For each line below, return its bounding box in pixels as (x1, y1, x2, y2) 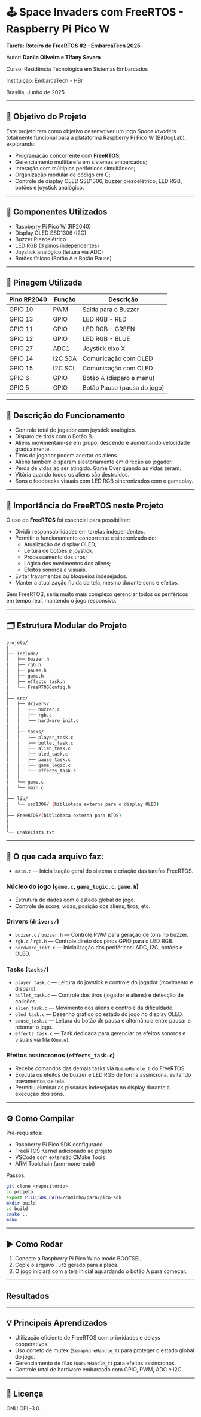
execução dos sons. (14, 1091, 65, 1098)
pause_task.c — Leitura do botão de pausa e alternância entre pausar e (14, 1017, 191, 1024)
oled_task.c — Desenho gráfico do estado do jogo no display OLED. (14, 1011, 184, 1018)
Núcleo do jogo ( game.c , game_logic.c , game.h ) (6, 882, 139, 891)
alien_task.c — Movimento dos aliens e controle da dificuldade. (14, 1004, 174, 1012)
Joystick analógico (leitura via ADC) (14, 248, 103, 256)
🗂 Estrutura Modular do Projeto (6, 621, 127, 631)
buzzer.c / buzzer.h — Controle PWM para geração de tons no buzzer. (14, 931, 189, 938)
